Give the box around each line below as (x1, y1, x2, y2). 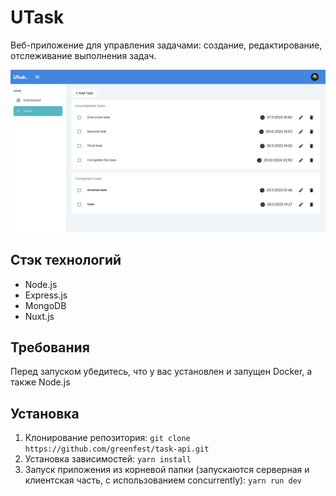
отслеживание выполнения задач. (10, 49, 157, 61)
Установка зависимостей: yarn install (24, 453, 192, 465)
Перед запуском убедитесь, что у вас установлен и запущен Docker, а (10, 366, 313, 378)
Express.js (24, 289, 68, 301)
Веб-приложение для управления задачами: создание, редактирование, (10, 39, 323, 51)
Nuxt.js (24, 310, 55, 322)
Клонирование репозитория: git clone (24, 432, 191, 444)
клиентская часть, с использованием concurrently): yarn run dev (24, 474, 303, 486)
